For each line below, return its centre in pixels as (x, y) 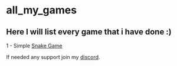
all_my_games (42, 10)
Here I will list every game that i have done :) (89, 32)
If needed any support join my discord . (53, 57)
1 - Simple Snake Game (35, 46)
